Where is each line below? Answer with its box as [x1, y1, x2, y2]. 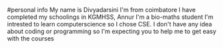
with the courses [7, 34, 55, 43]
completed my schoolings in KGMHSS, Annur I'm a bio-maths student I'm [7, 13, 213, 21]
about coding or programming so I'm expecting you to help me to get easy [7, 27, 217, 35]
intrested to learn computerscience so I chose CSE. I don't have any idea [7, 20, 212, 28]
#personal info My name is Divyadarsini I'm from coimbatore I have [7, 6, 196, 14]
